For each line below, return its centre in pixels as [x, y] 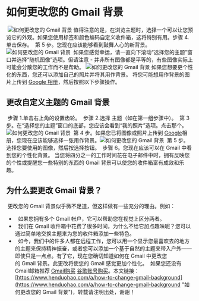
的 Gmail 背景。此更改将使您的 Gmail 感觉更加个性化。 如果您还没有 [98, 263]
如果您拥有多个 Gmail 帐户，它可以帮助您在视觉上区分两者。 [91, 218]
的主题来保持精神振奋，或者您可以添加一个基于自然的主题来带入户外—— [103, 248]
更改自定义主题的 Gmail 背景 [58, 103]
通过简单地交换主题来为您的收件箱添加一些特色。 [75, 233]
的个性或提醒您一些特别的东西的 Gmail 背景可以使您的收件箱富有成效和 [93, 162]
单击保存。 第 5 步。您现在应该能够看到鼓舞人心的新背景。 [78, 45]
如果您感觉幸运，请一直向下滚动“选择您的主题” [130, 52]
